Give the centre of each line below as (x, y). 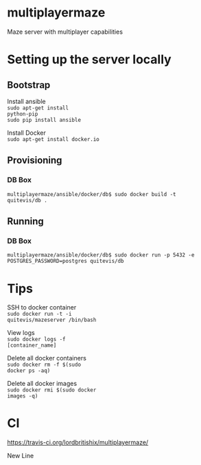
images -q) (23, 396)
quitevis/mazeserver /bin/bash (52, 320)
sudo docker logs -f (37, 339)
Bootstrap (29, 85)
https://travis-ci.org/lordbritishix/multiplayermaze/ (78, 442)
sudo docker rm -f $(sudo (44, 365)
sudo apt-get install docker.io (53, 139)
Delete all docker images (42, 384)
